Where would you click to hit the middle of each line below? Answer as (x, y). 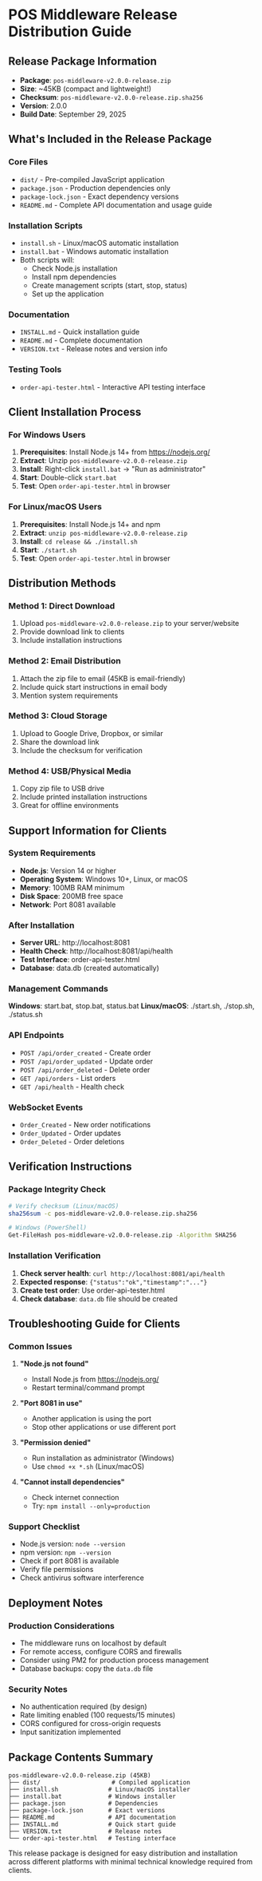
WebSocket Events (46, 1107)
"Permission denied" (55, 1443)
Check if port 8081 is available (69, 1561)
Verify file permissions (57, 1570)
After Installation (41, 925)
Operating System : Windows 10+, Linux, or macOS (104, 879)
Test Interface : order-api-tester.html (80, 960)
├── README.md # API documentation (92, 1818)
